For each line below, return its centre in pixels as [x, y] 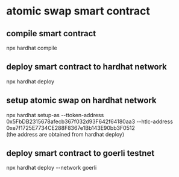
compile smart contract [51, 34]
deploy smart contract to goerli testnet [80, 153]
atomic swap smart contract [78, 11]
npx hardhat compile [32, 48]
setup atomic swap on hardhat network [81, 101]
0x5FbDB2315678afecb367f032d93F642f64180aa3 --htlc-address [90, 121]
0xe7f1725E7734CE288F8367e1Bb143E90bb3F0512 [71, 127]
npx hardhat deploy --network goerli [52, 168]
